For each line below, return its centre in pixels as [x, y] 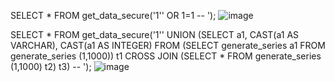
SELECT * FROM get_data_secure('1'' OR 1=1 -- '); [113, 15]
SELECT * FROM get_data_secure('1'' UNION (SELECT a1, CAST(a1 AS [155, 34]
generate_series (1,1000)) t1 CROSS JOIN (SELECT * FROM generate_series [166, 56]
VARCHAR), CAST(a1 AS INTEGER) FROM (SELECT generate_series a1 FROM [168, 45]
